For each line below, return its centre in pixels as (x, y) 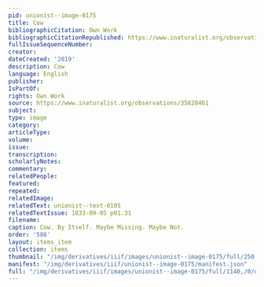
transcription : (33, 154)
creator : (22, 52)
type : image (27, 118)
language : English (38, 74)
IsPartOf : (24, 88)
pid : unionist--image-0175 (52, 15)
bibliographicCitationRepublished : (66, 37)
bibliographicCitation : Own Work (63, 30)
